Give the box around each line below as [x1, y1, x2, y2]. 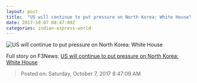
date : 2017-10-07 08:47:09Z [6, 19, 76, 25]
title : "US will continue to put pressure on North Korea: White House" [6, 14, 192, 20]
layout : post [6, 8, 38, 15]
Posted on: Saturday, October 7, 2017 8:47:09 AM [20, 70, 141, 77]
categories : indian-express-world [6, 25, 92, 31]
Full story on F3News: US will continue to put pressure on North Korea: [6, 52, 179, 59]
